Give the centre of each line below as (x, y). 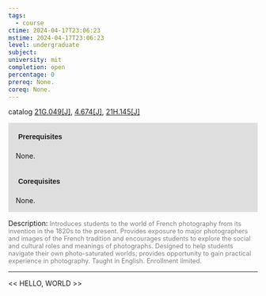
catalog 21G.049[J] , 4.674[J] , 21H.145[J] (74, 112)
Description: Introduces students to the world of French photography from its (125, 224)
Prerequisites (40, 137)
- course (30, 23)
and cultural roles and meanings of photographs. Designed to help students (121, 246)
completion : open (37, 67)
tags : (17, 15)
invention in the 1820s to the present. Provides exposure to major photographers (128, 231)
